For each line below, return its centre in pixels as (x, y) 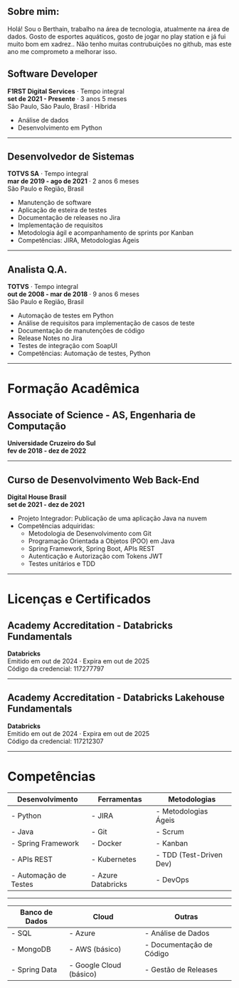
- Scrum (170, 831)
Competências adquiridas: (56, 526)
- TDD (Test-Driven (189, 855)
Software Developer (53, 74)
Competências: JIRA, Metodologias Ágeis (79, 241)
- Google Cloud (95, 965)
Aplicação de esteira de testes (62, 210)
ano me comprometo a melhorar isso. (62, 51)
